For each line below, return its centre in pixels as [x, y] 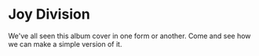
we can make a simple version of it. [65, 44]
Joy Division [49, 14]
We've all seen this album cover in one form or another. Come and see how [129, 36]
